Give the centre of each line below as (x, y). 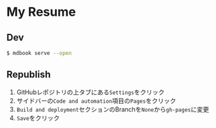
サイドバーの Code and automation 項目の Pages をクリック (96, 100)
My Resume (41, 12)
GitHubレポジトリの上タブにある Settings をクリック (90, 92)
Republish (29, 75)
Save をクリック (38, 118)
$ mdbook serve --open (39, 53)
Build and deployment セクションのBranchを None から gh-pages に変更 (112, 109)
